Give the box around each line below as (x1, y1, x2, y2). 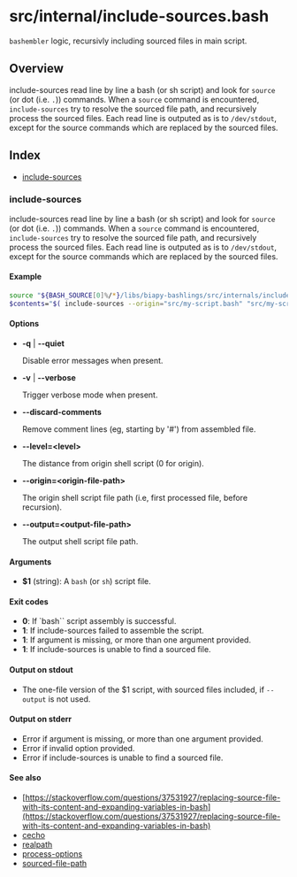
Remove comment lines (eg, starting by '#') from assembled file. (21, 424, 256, 435)
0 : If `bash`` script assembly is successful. (21, 616, 177, 627)
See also (9, 773, 42, 783)
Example (9, 272, 42, 282)
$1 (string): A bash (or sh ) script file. (21, 576, 152, 587)
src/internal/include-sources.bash (9, 6, 270, 27)
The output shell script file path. (21, 536, 139, 547)
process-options (21, 849, 83, 859)
